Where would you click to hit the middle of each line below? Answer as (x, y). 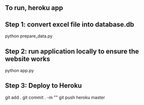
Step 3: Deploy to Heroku (43, 86)
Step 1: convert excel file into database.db (70, 24)
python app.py (20, 71)
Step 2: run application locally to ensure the (72, 51)
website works (28, 59)
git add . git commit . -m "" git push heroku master (55, 97)
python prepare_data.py (29, 36)
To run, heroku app (34, 8)
